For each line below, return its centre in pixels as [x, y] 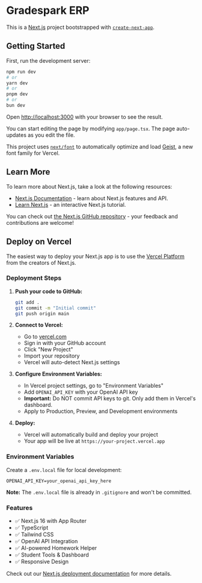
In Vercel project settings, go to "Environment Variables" [93, 386]
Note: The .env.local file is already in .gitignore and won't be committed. [99, 492]
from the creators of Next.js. [41, 262]
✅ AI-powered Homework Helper [56, 548]
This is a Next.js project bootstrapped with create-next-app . [81, 27]
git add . [27, 302]
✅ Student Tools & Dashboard [52, 555]
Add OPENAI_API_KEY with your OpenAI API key [81, 392]
